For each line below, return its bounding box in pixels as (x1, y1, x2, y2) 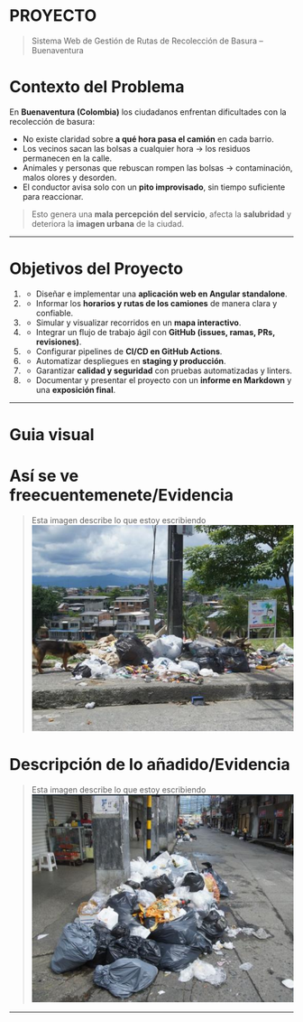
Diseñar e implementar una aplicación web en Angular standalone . (35, 288, 288, 299)
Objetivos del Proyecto (9, 258, 183, 279)
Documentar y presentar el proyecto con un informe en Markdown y (35, 374, 292, 385)
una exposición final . (35, 384, 115, 395)
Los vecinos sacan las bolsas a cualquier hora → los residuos (22, 143, 251, 154)
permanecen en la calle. (22, 153, 113, 164)
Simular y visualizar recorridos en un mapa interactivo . (35, 317, 242, 328)
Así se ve (9, 466, 79, 486)
